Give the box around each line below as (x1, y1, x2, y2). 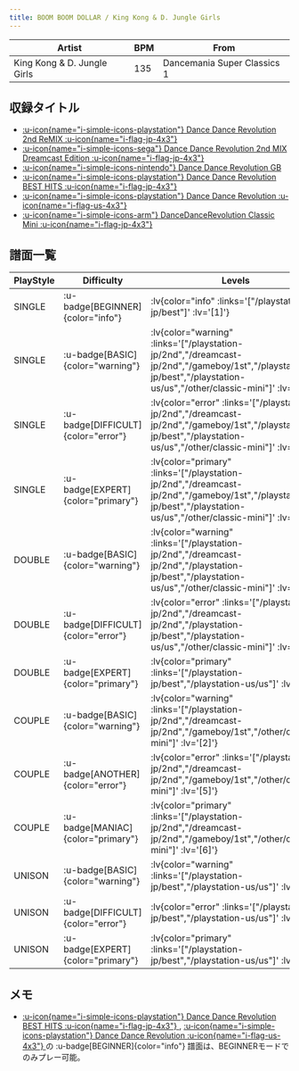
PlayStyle (13, 274, 55, 286)
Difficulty (82, 274, 124, 286)
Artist (57, 41, 83, 54)
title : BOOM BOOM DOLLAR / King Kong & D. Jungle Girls (9, 12, 221, 22)
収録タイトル (9, 100, 80, 116)
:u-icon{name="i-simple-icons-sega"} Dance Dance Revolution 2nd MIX (21, 144, 287, 154)
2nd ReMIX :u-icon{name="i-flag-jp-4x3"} (21, 134, 178, 145)
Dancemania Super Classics (163, 56, 280, 69)
